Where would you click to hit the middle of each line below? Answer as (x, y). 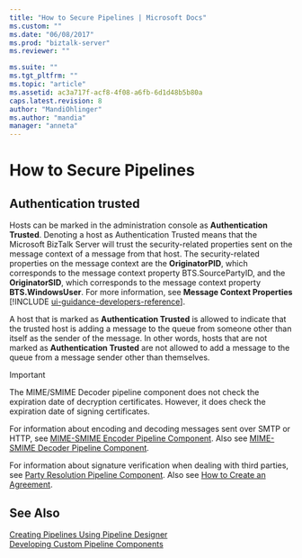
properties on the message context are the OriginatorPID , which (129, 264)
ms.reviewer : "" (40, 51)
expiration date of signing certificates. (80, 411)
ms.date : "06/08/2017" (52, 34)
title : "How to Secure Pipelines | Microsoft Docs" (108, 18)
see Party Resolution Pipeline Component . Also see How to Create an (138, 475)
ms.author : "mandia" (48, 118)
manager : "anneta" (44, 126)
